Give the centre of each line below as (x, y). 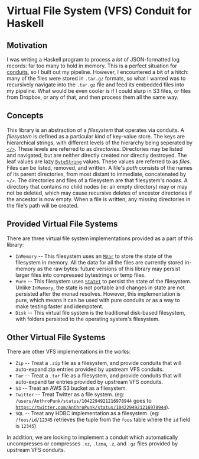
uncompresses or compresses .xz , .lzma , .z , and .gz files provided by (92, 444)
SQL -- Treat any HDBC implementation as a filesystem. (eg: (87, 413)
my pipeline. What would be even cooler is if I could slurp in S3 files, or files (99, 91)
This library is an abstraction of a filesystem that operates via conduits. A (96, 130)
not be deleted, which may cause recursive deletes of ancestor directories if (99, 193)
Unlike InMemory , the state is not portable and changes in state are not (100, 287)
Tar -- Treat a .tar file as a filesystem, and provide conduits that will (98, 376)
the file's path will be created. (43, 205)
